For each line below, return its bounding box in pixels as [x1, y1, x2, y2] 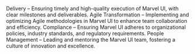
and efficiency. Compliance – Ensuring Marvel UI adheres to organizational [6, 23, 186, 31]
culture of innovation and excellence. [6, 42, 95, 49]
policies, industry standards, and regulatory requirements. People [6, 30, 164, 37]
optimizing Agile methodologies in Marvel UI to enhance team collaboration [6, 18, 187, 24]
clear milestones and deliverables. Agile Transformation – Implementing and [6, 11, 189, 18]
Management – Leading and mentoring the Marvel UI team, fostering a [6, 36, 176, 43]
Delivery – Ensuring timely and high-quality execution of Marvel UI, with [6, 5, 179, 12]
